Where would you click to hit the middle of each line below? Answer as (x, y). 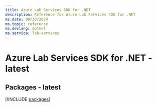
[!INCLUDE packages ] (28, 99)
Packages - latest (33, 87)
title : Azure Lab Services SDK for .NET (48, 10)
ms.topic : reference (27, 24)
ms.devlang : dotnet (26, 29)
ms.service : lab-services (32, 33)
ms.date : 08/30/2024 (27, 19)
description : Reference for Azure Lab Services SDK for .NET (70, 15)
